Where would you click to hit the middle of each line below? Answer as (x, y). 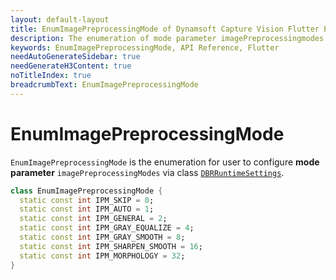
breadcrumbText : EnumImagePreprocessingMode (104, 85)
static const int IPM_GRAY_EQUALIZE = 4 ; (107, 228)
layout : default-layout (60, 19)
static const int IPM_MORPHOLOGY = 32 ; (102, 256)
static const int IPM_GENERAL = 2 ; (93, 219)
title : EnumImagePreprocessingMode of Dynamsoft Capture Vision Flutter (165, 29)
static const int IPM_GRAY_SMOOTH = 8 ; (102, 237)
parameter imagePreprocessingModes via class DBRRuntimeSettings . (147, 172)
